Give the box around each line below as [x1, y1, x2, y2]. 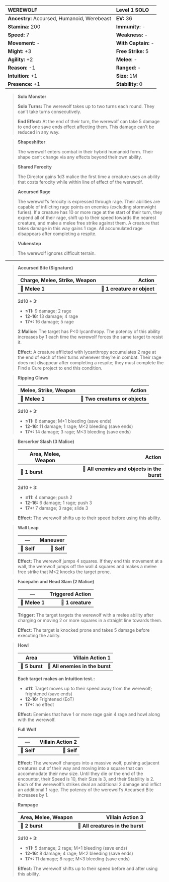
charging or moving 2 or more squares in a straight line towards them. [17, 618, 162, 623]
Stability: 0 [116, 81, 143, 87]
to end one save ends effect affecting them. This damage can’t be [17, 124, 154, 130]
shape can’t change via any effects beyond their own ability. [17, 154, 142, 160]
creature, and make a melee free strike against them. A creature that [17, 220, 159, 226]
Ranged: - [116, 64, 141, 71]
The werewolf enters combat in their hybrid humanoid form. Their [17, 149, 153, 154]
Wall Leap [17, 525, 39, 530]
